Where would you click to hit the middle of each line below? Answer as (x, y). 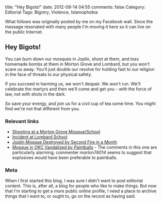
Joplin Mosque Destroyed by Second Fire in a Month (65, 142)
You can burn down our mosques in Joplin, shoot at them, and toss (72, 59)
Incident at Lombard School (40, 137)
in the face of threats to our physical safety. (49, 74)
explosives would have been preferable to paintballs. (65, 158)
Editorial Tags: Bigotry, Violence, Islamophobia (51, 12)
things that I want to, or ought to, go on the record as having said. (70, 196)
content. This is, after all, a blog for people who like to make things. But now (81, 186)
